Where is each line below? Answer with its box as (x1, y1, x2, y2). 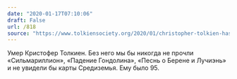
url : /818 (7, 23, 37, 30)
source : (7, 29, 30, 37)
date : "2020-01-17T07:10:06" (7, 10, 93, 17)
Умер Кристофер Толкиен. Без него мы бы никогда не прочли (7, 49, 194, 57)
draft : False (7, 17, 46, 24)
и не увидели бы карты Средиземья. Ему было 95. (7, 64, 160, 72)
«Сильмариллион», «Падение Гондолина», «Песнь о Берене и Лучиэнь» (7, 57, 227, 65)
